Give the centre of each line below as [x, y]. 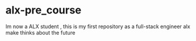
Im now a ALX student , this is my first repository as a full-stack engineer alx [98, 26]
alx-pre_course [44, 10]
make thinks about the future [41, 32]
